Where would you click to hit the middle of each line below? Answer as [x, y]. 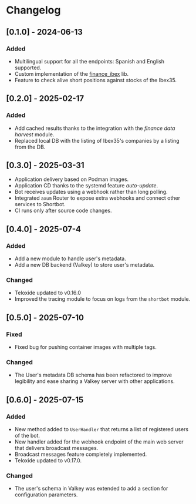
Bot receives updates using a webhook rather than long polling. [91, 192]
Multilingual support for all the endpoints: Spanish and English [89, 61]
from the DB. [30, 147]
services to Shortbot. [40, 204]
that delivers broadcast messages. [56, 448]
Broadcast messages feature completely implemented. [81, 454]
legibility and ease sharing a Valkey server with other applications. [94, 381]
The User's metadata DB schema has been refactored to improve [93, 375]
